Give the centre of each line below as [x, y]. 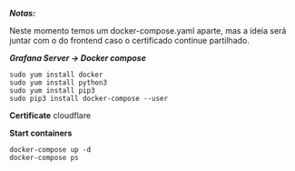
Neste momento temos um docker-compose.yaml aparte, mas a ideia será [148, 30]
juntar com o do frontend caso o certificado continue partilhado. [129, 40]
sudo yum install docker [56, 75]
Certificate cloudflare [50, 116]
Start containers [41, 133]
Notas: [23, 13]
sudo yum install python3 [58, 83]
